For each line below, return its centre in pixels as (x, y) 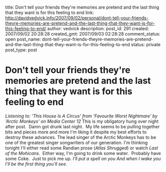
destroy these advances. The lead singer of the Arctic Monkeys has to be (81, 137)
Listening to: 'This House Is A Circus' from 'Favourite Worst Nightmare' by (81, 116)
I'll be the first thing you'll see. (36, 164)
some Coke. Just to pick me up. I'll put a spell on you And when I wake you (83, 158)
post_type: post (21, 50)
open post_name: (23, 39)
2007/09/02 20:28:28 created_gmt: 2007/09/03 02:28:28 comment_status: (83, 34)
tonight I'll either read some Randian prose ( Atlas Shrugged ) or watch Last (82, 148)
